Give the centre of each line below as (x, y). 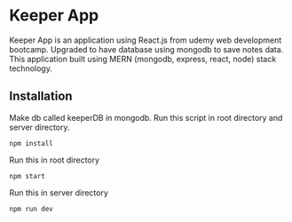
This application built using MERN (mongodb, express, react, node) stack (143, 59)
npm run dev (31, 209)
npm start (28, 176)
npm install (31, 143)
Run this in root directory (55, 160)
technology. (31, 68)
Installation (41, 96)
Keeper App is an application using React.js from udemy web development (146, 40)
